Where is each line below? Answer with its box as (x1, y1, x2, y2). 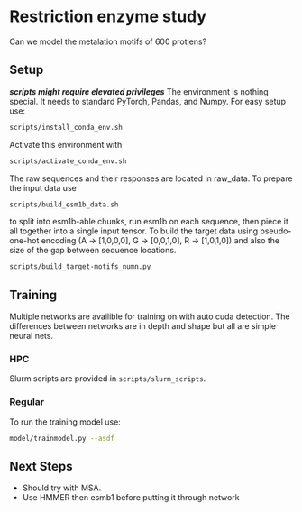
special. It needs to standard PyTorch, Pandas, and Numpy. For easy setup (9, 96, 287, 106)
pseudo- (260, 225, 292, 236)
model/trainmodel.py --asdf (9, 434, 115, 443)
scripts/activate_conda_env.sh (9, 156, 127, 166)
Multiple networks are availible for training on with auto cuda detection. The (9, 311, 290, 322)
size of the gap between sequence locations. (9, 245, 177, 256)
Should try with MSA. (22, 482, 102, 493)
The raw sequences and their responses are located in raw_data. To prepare (9, 173, 293, 184)
